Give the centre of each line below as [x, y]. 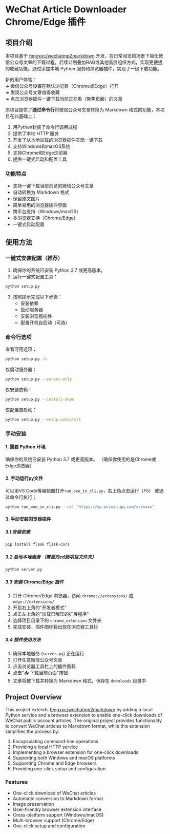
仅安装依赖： [19, 389]
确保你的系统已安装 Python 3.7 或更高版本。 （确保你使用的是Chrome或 [81, 459]
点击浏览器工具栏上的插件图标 [44, 667]
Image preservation [33, 804]
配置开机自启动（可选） [45, 323]
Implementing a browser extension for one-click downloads [76, 752]
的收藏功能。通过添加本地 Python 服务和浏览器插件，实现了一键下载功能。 [84, 69]
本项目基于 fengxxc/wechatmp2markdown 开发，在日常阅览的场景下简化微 [84, 56]
